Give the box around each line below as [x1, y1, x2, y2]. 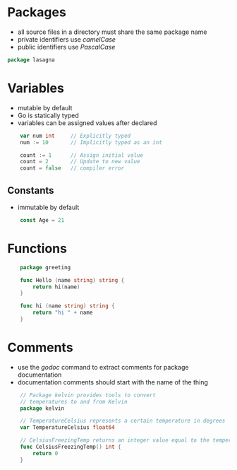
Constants [7, 184, 54, 196]
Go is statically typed [17, 111, 79, 119]
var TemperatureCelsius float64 [20, 424, 115, 431]
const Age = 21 [20, 216, 65, 223]
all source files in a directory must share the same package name [17, 28, 207, 36]
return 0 [32, 450, 59, 457]
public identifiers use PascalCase [17, 42, 116, 51]
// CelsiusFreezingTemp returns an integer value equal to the [20, 437, 210, 444]
